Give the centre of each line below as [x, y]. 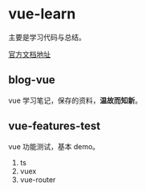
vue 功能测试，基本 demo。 [54, 146]
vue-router [38, 179]
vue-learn [42, 14]
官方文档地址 [29, 54]
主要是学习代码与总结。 [47, 37]
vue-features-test [55, 126]
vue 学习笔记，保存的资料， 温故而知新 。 [75, 100]
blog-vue [32, 80]
